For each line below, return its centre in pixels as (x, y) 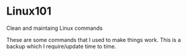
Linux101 (29, 11)
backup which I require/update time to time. (61, 46)
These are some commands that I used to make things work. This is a (94, 40)
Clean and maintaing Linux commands (54, 28)
